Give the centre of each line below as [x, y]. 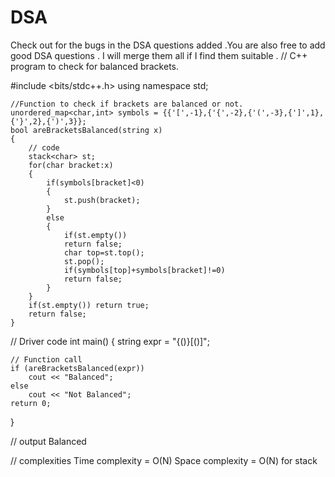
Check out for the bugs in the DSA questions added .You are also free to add [168, 45]
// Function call [46, 359]
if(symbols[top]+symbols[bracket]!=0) [144, 270]
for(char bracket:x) [71, 165]
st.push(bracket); [102, 200]
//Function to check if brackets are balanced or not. [127, 104]
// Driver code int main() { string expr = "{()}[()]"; [110, 341]
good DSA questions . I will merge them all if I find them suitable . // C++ [159, 55]
